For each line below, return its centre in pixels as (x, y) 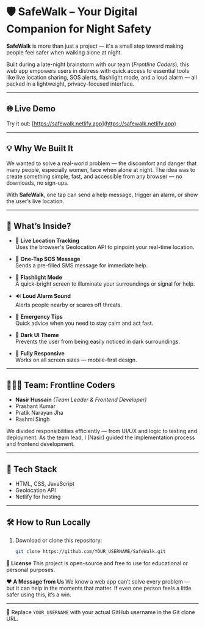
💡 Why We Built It (40, 148)
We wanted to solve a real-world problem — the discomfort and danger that (102, 163)
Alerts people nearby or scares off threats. (69, 305)
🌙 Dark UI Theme (37, 335)
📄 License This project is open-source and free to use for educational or (97, 563)
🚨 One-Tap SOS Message (48, 259)
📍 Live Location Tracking (47, 241)
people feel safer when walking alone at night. (64, 52)
